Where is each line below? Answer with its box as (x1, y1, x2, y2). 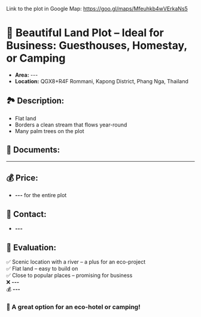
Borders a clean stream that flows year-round (14, 121, 127, 128)
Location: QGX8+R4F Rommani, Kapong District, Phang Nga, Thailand (14, 77, 188, 84)
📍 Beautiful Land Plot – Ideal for (6, 26, 165, 40)
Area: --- (14, 71, 38, 79)
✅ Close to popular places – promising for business (6, 272, 133, 279)
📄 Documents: (6, 145, 60, 155)
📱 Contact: (6, 209, 47, 219)
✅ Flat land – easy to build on (6, 265, 78, 272)
